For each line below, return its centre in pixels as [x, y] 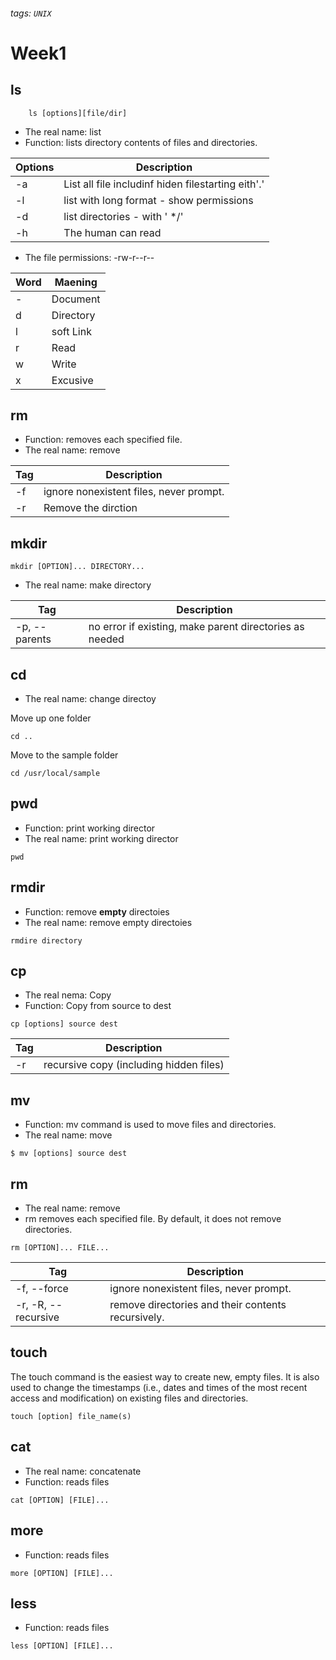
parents [33, 639]
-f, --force [42, 1289]
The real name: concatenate [83, 1471]
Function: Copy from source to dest [98, 1006]
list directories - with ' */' [123, 216]
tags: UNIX [31, 13]
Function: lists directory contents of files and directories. [141, 142]
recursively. [137, 1317]
